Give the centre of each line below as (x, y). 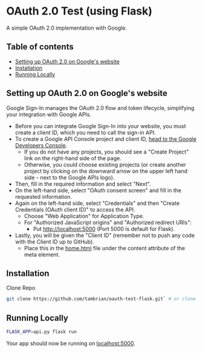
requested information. (43, 196)
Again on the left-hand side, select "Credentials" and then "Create (97, 203)
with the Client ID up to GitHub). (55, 241)
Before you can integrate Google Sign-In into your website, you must (100, 126)
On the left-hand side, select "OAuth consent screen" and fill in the (98, 190)
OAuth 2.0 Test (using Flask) (79, 11)
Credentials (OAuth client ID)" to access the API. (75, 209)
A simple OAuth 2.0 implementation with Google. (67, 28)
